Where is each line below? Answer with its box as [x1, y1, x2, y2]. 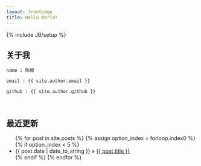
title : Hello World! [6, 14, 59, 21]
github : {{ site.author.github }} [6, 89, 96, 95]
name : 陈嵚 [6, 68, 34, 74]
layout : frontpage [6, 8, 53, 15]
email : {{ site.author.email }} [6, 78, 91, 85]
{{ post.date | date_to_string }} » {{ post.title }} [14, 147, 130, 155]
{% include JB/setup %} [6, 31, 66, 38]
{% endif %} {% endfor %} [14, 154, 82, 161]
